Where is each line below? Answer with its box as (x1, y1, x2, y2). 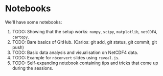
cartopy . (12, 34, 29, 40)
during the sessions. (12, 65, 54, 71)
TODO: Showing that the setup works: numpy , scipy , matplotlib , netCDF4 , (12, 28, 158, 34)
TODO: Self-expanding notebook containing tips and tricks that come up (12, 60, 158, 66)
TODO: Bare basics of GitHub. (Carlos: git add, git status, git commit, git (12, 39, 157, 45)
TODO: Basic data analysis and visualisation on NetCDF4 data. (12, 50, 139, 55)
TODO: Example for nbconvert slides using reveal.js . (12, 54, 120, 60)
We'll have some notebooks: (5, 19, 62, 25)
